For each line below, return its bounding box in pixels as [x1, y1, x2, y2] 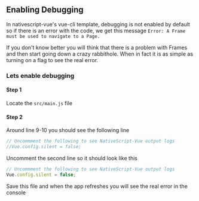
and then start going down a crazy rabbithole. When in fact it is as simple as [6, 50, 193, 57]
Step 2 [6, 113, 23, 120]
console [6, 188, 26, 196]
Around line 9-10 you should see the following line [6, 127, 130, 134]
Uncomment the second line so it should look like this [6, 154, 137, 162]
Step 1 [6, 86, 22, 93]
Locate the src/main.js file [6, 99, 73, 106]
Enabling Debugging [6, 5, 84, 15]
